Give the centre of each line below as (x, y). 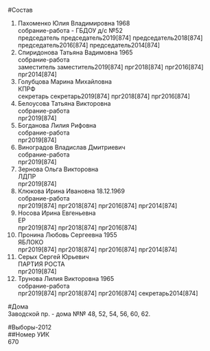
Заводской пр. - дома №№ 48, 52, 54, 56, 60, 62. (79, 314)
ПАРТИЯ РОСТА (41, 264)
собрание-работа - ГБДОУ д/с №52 (70, 31)
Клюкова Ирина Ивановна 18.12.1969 (71, 191)
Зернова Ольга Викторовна (58, 169)
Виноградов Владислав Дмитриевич (71, 147)
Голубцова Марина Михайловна (65, 81)
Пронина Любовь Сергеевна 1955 (67, 235)
